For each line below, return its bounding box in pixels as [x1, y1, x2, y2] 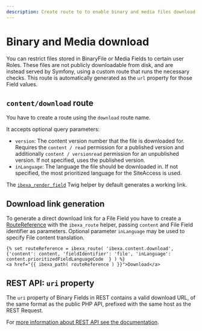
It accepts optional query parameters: [6, 126, 100, 133]
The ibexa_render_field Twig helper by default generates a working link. [6, 181, 188, 188]
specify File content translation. [6, 234, 84, 242]
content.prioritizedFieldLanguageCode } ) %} [6, 256, 125, 263]
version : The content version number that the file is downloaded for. [14, 137, 185, 145]
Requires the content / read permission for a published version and [14, 144, 185, 151]
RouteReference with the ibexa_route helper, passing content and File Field [6, 221, 193, 228]
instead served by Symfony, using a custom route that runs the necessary [6, 68, 190, 75]
